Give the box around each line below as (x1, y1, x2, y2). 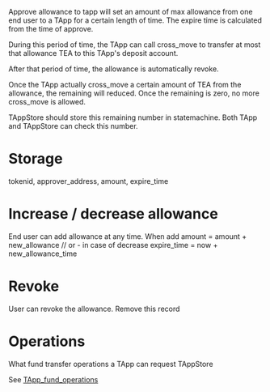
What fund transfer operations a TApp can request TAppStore (8, 359, 213, 369)
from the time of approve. (8, 24, 94, 33)
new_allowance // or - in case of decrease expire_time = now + (8, 240, 218, 249)
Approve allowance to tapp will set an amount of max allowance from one (8, 7, 253, 16)
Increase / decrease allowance (8, 205, 218, 224)
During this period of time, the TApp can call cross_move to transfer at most (8, 40, 261, 49)
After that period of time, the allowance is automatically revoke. (8, 64, 220, 74)
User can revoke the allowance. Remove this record (8, 304, 180, 313)
